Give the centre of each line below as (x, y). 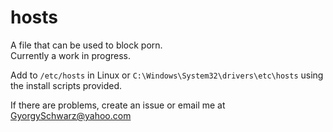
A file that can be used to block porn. (86, 45)
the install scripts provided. (66, 85)
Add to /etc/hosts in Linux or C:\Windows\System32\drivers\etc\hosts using (167, 75)
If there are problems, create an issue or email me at (118, 105)
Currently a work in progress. (71, 55)
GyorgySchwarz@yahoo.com (71, 115)
